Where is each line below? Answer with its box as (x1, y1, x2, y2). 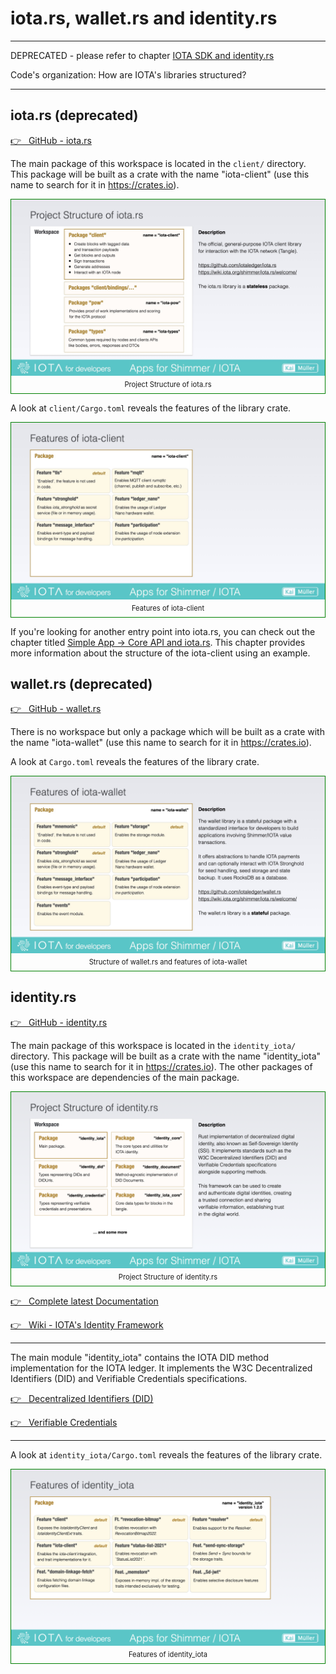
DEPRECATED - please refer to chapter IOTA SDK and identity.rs (10, 49, 275, 61)
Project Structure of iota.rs (124, 380, 212, 390)
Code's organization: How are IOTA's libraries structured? (10, 68, 247, 81)
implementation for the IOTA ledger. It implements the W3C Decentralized (10, 1362, 313, 1374)
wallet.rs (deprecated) (10, 675, 153, 692)
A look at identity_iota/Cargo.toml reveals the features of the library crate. (10, 1448, 323, 1461)
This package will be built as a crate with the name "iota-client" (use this (10, 168, 310, 180)
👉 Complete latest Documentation (10, 1295, 159, 1307)
